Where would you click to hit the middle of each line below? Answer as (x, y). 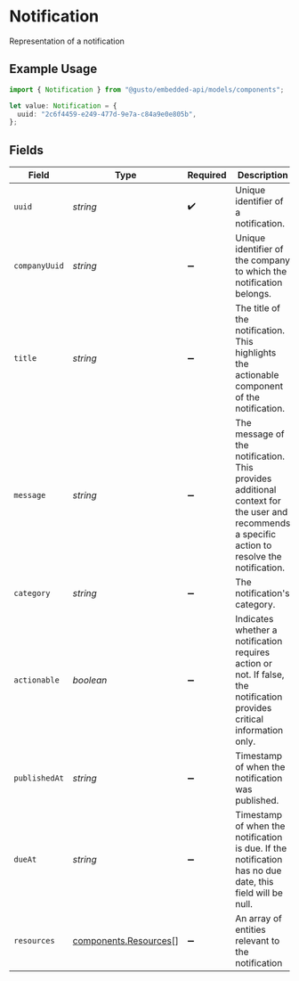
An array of (259, 919)
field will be (259, 893)
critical (250, 719)
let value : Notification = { (63, 106)
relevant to (258, 941)
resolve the (259, 557)
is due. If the (261, 848)
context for (259, 501)
